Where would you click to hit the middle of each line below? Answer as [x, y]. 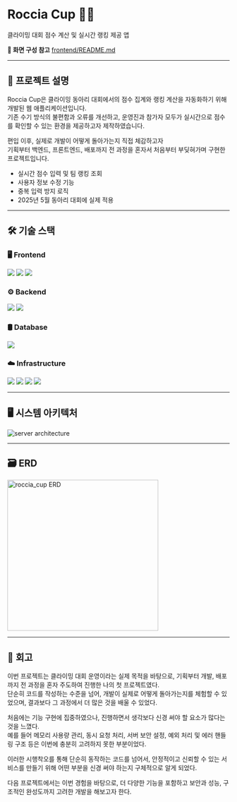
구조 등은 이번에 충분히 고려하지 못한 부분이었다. [80, 743]
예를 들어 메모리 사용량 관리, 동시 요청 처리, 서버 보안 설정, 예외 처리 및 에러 [110, 735]
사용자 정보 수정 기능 [46, 182]
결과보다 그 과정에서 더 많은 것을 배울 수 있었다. [92, 702]
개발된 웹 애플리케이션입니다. [47, 108]
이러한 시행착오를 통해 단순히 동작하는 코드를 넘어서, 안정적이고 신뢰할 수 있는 [114, 759]
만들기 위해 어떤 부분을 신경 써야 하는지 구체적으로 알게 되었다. [111, 767]
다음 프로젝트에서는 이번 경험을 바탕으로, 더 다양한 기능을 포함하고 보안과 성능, [115, 782]
